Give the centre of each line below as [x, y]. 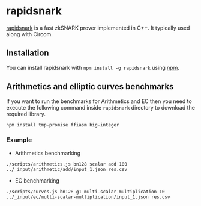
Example [19, 140]
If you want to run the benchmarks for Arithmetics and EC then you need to [99, 101]
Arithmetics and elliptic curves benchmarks [90, 86]
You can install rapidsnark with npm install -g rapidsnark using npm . [93, 67]
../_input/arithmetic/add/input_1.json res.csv [67, 169]
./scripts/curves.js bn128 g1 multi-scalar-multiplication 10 [85, 192]
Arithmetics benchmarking [48, 153]
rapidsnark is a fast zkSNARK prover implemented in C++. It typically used [98, 28]
